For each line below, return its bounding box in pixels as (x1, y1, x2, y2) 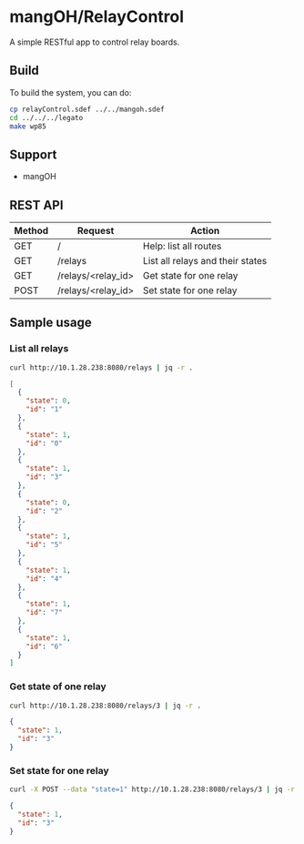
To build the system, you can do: (9, 86, 132, 97)
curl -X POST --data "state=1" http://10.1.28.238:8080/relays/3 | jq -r (9, 785, 296, 794)
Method (14, 225, 49, 237)
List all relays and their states (142, 255, 268, 267)
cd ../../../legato (9, 113, 84, 122)
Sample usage (9, 315, 93, 330)
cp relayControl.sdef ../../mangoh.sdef (9, 105, 166, 114)
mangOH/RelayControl (9, 6, 185, 27)
